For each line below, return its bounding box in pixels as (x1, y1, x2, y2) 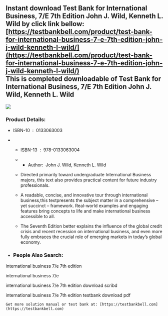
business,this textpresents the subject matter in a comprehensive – (20, 197, 158, 203)
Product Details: (5, 116, 46, 123)
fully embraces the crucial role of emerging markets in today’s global (20, 234, 162, 240)
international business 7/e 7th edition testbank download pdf (5, 292, 131, 298)
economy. (20, 239, 41, 245)
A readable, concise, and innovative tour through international (20, 192, 148, 198)
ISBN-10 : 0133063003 (12, 128, 63, 134)
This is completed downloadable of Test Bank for (5, 75, 161, 83)
